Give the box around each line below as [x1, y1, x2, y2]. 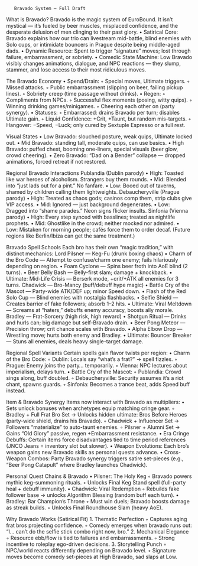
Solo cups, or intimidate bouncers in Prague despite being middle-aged [6, 41, 180, 48]
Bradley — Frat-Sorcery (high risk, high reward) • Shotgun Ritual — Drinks [6, 313, 187, 320]
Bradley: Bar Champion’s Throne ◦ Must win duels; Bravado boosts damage [6, 498, 190, 505]
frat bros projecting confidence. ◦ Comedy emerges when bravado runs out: [6, 522, 192, 529]
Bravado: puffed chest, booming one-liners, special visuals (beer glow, [6, 145, 178, 152]
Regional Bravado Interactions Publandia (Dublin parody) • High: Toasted [6, 170, 184, 177]
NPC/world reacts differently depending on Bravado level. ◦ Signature [6, 547, 176, 554]
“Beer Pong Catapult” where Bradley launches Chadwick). [6, 461, 148, 468]
